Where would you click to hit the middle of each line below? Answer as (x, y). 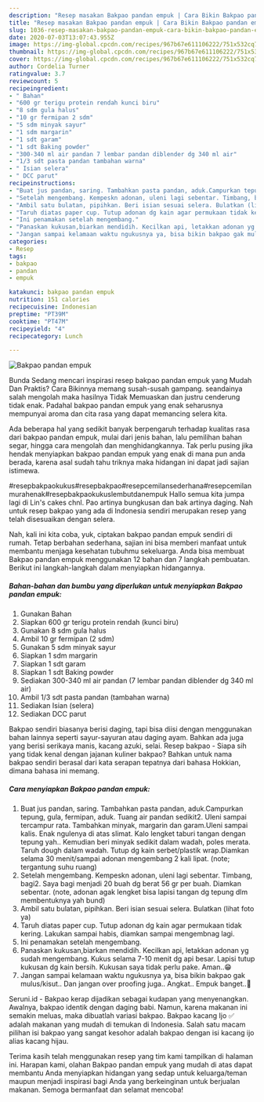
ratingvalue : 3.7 (37, 74)
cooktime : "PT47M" (39, 321)
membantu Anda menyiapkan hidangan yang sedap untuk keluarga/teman (128, 1073)
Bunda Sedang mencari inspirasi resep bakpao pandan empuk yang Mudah (130, 381)
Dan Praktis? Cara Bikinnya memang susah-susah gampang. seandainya (126, 389)
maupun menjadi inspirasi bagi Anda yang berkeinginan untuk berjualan (125, 1082)
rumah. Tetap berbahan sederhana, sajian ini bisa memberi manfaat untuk (128, 543)
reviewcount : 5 (34, 81)
